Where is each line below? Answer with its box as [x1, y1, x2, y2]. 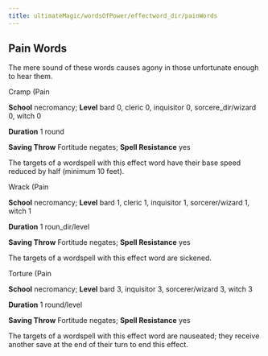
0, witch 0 [8, 111, 42, 121]
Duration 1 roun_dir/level [8, 222, 90, 232]
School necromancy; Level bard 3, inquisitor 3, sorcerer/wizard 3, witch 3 [8, 284, 254, 294]
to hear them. [8, 72, 53, 81]
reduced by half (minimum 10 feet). [8, 167, 125, 176]
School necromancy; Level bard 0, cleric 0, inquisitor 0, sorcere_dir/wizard [8, 102, 257, 113]
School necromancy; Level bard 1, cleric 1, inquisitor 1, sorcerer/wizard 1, [8, 198, 250, 208]
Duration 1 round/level [8, 300, 83, 310]
